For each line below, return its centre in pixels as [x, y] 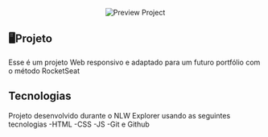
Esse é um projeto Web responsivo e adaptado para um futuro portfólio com [134, 62]
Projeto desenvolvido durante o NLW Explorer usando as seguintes [120, 115]
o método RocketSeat [44, 71]
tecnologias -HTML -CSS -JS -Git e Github [79, 124]
